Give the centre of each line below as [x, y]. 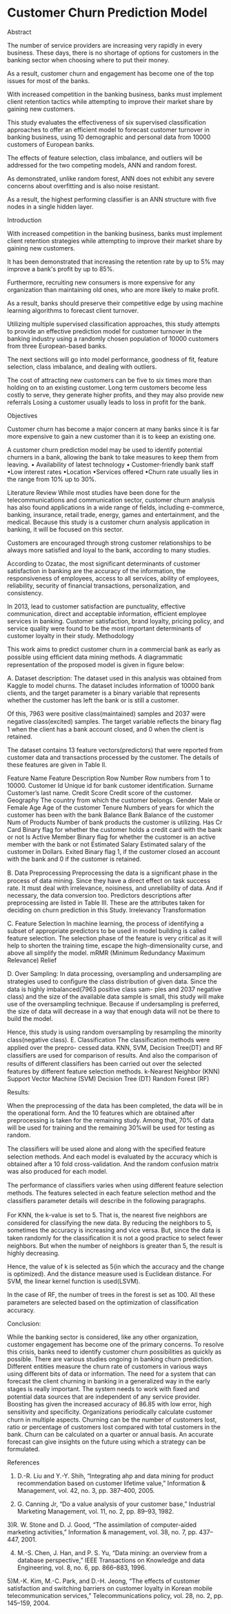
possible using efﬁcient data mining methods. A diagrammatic [95, 657]
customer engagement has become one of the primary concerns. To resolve [115, 1344]
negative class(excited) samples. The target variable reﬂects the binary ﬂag [114, 721]
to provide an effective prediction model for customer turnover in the [104, 331]
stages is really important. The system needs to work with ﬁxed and [103, 1388]
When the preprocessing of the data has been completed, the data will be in [115, 1105]
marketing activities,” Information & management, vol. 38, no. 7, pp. [102, 1532]
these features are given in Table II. [57, 764]
